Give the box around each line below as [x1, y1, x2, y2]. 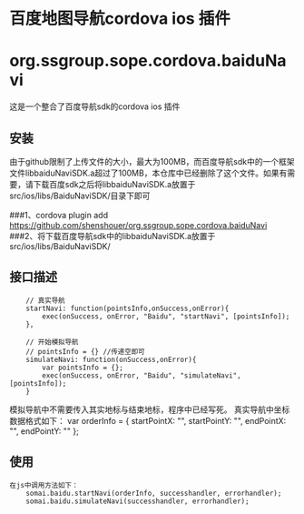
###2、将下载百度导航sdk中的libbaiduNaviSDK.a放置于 [9, 230, 216, 241]
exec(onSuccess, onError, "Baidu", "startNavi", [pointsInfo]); [42, 311, 290, 321]
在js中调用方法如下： [9, 480, 79, 489]
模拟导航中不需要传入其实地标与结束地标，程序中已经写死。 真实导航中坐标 [9, 404, 290, 415]
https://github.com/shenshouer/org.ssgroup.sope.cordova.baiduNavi [9, 219, 268, 230]
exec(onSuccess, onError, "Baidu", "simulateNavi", [42, 370, 242, 380]
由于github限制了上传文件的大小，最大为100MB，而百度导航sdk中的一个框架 [9, 156, 295, 166]
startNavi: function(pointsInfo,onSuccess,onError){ [25, 304, 230, 313]
